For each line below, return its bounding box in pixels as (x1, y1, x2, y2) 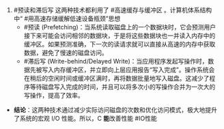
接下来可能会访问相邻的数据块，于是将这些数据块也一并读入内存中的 (23, 31, 216, 40)
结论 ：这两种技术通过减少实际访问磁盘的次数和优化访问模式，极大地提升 (13, 106, 217, 114)
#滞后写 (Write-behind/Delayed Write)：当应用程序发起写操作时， (23, 57, 208, 65)
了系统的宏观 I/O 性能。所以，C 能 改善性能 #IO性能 (13, 115, 157, 122)
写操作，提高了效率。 (23, 91, 84, 99)
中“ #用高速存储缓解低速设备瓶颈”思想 (13, 14, 121, 23)
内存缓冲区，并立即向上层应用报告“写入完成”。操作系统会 (53, 66, 215, 74)
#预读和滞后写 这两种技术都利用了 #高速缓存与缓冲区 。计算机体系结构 (13, 6, 212, 14)
